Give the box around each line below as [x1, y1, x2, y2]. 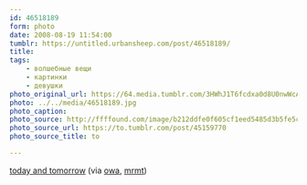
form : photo [9, 22, 55, 31]
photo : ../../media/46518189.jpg [9, 98, 137, 108]
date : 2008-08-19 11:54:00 [9, 30, 112, 39]
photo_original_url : [9, 89, 89, 98]
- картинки [26, 73, 68, 82]
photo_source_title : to [9, 132, 101, 141]
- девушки [26, 81, 64, 90]
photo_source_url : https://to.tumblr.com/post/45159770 [9, 124, 227, 133]
